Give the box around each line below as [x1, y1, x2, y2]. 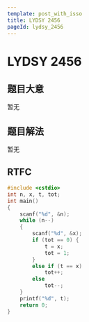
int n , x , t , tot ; [7, 190, 60, 198]
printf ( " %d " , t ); [19, 295, 70, 302]
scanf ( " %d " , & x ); [32, 230, 82, 237]
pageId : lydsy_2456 [7, 23, 64, 30]
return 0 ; [19, 302, 49, 309]
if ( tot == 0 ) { [32, 237, 79, 244]
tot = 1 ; [44, 249, 70, 256]
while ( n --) [19, 217, 54, 224]
